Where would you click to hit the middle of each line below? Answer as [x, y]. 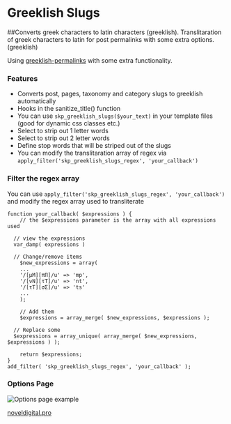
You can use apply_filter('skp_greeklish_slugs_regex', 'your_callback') [116, 194]
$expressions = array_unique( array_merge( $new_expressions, [105, 336]
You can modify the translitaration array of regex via [92, 153]
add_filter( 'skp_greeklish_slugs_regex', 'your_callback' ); [99, 366]
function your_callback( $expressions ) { [70, 214]
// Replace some [37, 330]
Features [23, 78]
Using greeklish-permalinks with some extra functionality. [90, 60]
